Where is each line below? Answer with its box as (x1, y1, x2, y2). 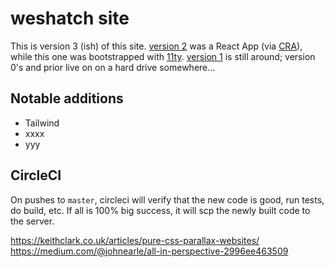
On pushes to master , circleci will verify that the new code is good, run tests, (10, 193, 325, 206)
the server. (10, 215, 55, 227)
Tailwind (24, 117, 60, 129)
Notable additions (10, 90, 124, 107)
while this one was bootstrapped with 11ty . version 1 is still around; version (10, 50, 316, 62)
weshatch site (10, 7, 130, 30)
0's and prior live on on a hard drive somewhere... (10, 61, 216, 73)
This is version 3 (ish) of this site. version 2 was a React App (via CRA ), (10, 40, 303, 52)
